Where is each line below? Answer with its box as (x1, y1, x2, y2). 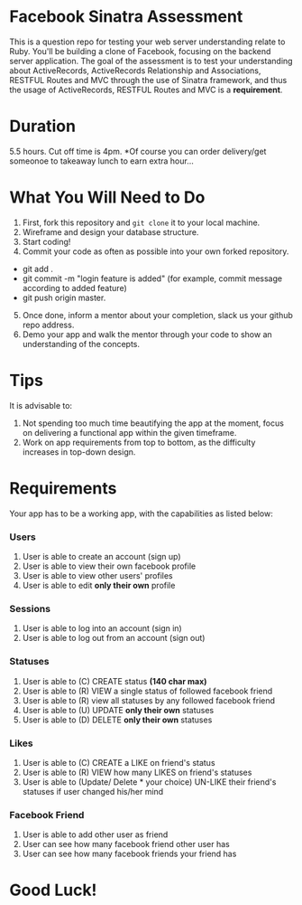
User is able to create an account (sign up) (22, 551, 182, 561)
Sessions (9, 602, 51, 615)
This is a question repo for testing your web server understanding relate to (9, 36, 286, 47)
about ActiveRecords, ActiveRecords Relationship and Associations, (9, 65, 261, 76)
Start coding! (22, 236, 71, 247)
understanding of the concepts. (22, 338, 141, 349)
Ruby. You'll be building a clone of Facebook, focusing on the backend (9, 45, 271, 56)
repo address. (22, 319, 75, 330)
